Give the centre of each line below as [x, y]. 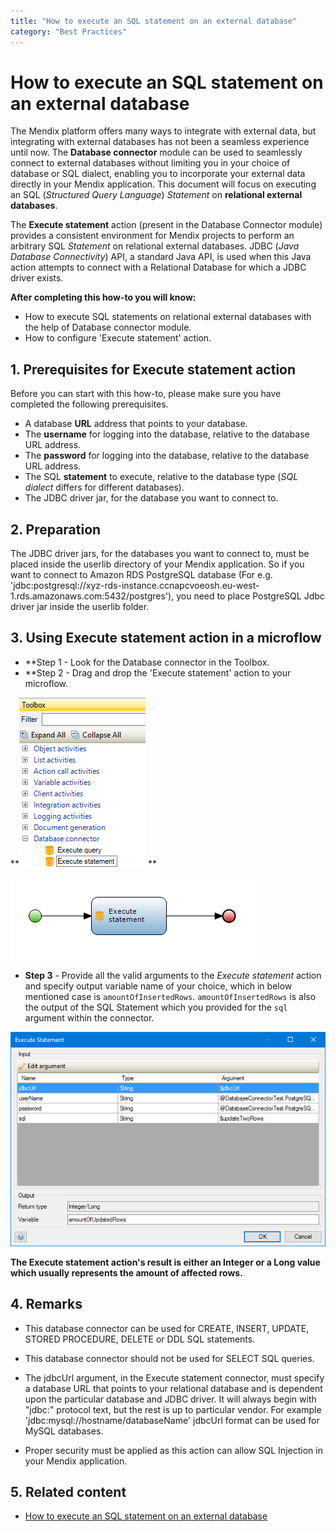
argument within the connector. [89, 1017]
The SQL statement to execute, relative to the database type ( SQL [161, 477]
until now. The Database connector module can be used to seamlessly [156, 152]
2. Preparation [56, 529]
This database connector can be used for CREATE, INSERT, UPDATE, [167, 1328]
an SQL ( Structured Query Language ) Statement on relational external [156, 195]
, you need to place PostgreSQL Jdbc [248, 596]
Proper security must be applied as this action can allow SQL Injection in [173, 1450]
